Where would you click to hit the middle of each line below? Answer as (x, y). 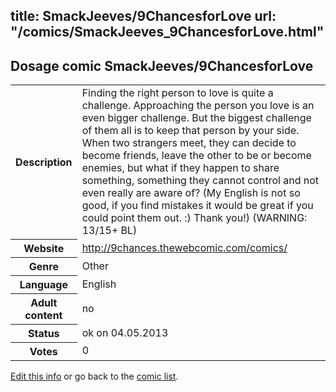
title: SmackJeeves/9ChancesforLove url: (143, 16)
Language (43, 284)
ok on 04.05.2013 (125, 332)
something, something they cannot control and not (200, 181)
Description (44, 162)
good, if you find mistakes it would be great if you (197, 206)
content (43, 315)
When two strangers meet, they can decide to (189, 143)
